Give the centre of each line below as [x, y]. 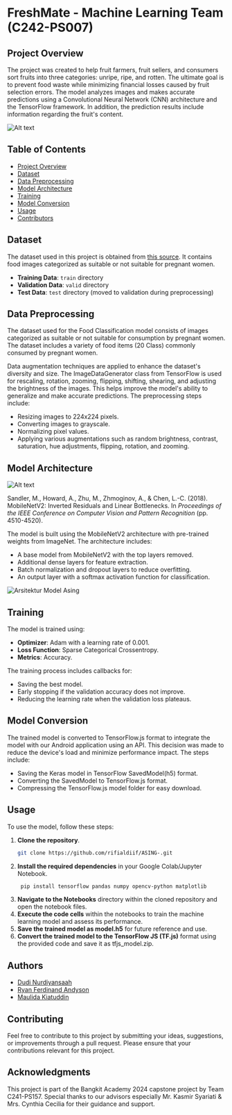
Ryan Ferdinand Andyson [53, 990]
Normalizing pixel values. [53, 432]
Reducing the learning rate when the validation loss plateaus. [104, 699]
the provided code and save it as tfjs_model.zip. [86, 944]
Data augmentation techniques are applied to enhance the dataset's [104, 366]
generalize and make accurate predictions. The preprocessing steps [105, 396]
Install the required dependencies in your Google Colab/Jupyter [109, 866]
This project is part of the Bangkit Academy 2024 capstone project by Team [115, 1089]
